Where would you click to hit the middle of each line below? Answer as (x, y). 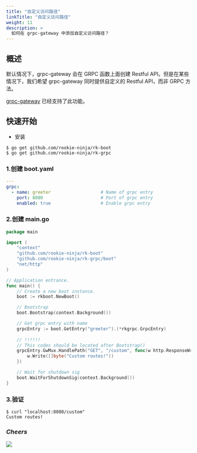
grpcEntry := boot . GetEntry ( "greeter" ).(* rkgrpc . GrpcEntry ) (91, 329)
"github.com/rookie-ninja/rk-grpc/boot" (67, 259)
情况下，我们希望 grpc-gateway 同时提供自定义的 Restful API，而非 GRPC (95, 81)
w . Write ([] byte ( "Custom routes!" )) (71, 356)
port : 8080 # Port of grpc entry (85, 197)
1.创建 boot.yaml (30, 169)
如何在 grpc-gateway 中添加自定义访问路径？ (60, 33)
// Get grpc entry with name (52, 324)
